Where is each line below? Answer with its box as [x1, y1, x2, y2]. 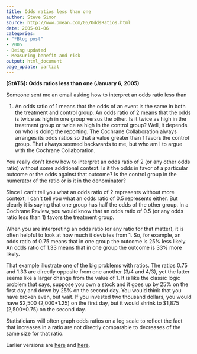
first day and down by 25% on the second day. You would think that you [6, 287, 182, 294]
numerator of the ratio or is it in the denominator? [6, 177, 126, 184]
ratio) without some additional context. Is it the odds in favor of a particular [6, 165, 188, 172]
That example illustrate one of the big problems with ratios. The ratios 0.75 [6, 262, 188, 269]
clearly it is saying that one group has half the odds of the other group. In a [6, 201, 189, 208]
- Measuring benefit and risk [6, 53, 81, 59]
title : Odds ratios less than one [6, 8, 92, 15]
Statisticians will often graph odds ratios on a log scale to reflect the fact [6, 317, 183, 324]
